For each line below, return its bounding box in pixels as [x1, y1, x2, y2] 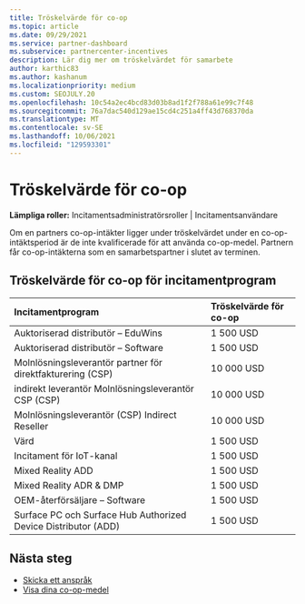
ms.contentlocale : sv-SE [9, 124, 103, 133]
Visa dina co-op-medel [22, 584, 109, 596]
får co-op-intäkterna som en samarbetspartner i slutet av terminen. [9, 247, 261, 257]
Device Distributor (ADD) [14, 519, 121, 532]
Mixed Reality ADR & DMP [14, 478, 124, 491]
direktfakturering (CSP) [14, 367, 113, 380]
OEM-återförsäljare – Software [14, 493, 146, 506]
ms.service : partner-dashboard [9, 38, 128, 48]
